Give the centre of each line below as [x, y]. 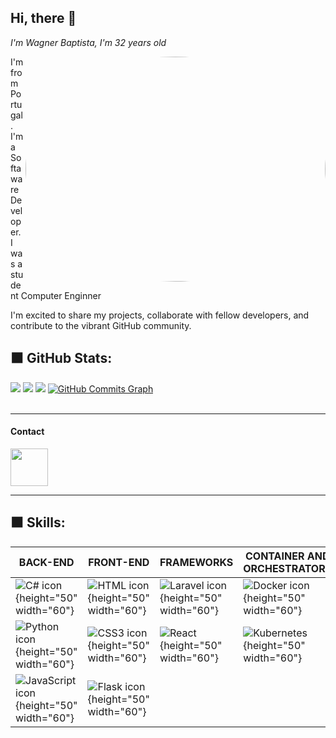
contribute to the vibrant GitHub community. [101, 325]
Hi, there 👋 [43, 18]
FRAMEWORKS [196, 562]
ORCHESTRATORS [288, 568]
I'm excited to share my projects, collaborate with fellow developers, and [160, 315]
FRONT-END [119, 562]
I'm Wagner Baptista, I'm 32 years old [88, 42]
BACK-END [46, 562]
